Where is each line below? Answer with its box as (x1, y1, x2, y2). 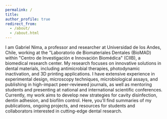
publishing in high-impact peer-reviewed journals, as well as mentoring (5, 81, 152, 87)
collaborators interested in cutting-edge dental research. (5, 108, 122, 114)
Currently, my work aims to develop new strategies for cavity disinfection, (5, 92, 157, 98)
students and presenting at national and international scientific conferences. (5, 87, 163, 92)
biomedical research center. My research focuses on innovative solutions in (5, 60, 161, 66)
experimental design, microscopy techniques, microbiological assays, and (5, 76, 158, 82)
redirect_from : (5, 21, 37, 26)
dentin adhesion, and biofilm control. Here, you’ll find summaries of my (5, 97, 152, 103)
